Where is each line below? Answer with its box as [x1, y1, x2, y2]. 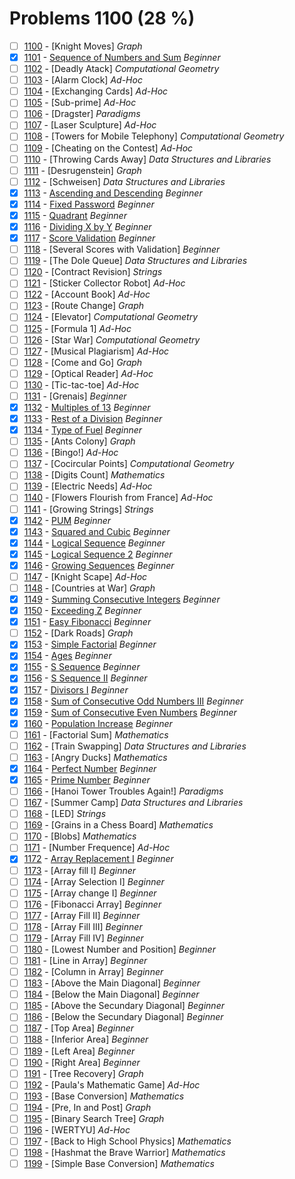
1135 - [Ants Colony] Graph [23, 435, 136, 447]
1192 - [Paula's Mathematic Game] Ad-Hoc [23, 1078, 201, 1091]
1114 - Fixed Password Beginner [23, 198, 155, 210]
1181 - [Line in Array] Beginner [23, 955, 148, 966]
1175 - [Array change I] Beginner [23, 887, 157, 899]
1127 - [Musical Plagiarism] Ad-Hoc [23, 345, 170, 357]
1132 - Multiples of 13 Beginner [23, 401, 151, 413]
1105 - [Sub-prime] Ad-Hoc [23, 97, 137, 109]
